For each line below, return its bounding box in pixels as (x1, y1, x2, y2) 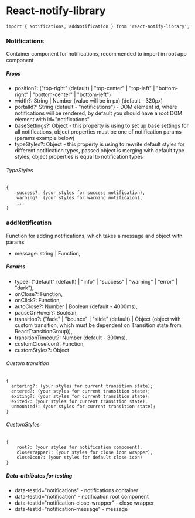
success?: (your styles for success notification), (16, 190, 145, 196)
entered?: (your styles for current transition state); (11, 388, 150, 394)
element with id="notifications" (14, 116, 90, 123)
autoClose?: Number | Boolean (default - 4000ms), (14, 303, 138, 310)
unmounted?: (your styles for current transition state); (11, 403, 156, 410)
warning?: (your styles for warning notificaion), (16, 195, 143, 201)
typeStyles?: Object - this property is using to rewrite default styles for (14, 141, 185, 148)
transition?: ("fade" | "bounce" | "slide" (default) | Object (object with (14, 315, 181, 322)
